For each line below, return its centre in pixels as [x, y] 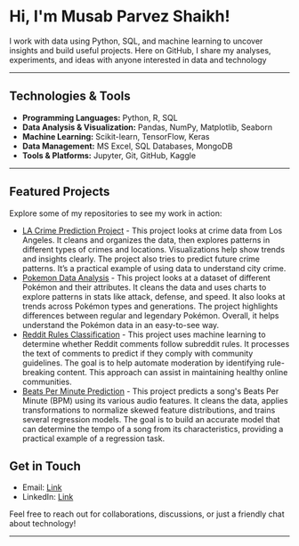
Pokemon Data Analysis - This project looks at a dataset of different [146, 277]
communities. [47, 381]
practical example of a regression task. [93, 438]
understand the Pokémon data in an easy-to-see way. [121, 325]
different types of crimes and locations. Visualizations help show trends [154, 249]
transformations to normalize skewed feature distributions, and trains [149, 410]
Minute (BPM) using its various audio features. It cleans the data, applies [155, 400]
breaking [38, 372]
